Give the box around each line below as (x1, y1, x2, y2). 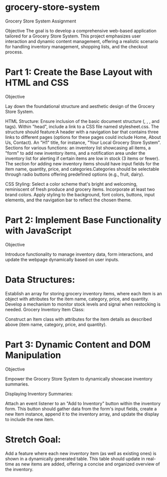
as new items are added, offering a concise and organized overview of (15, 461, 161, 467)
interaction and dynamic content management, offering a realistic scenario (5, 38, 159, 44)
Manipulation (5, 349, 61, 361)
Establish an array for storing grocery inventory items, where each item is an (5, 290, 162, 296)
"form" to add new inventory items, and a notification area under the (5, 150, 146, 156)
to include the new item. (5, 416, 55, 422)
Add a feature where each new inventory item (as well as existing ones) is (5, 450, 157, 456)
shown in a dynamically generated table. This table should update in (5, 456, 146, 462)
